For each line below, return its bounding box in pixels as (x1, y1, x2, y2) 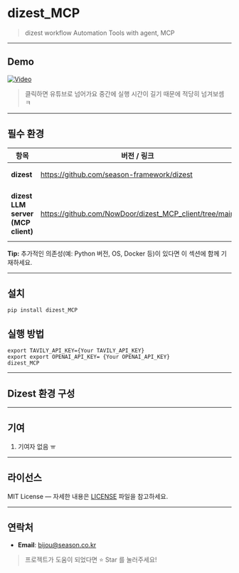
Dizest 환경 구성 (7, 387, 75, 399)
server (11, 209, 34, 219)
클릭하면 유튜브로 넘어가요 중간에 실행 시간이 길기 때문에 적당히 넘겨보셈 (24, 89, 225, 98)
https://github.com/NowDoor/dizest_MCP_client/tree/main (40, 209, 235, 219)
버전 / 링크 (120, 151, 154, 161)
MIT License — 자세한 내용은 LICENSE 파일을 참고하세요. (7, 492, 169, 500)
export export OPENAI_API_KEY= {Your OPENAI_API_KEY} (7, 354, 171, 361)
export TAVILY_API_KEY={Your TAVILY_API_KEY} (7, 347, 144, 354)
